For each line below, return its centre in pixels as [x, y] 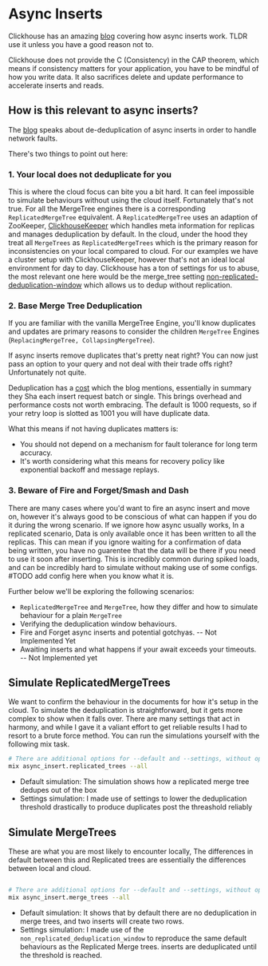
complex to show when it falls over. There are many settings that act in [124, 719]
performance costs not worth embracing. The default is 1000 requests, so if [133, 405]
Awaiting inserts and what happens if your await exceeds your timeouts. [138, 649]
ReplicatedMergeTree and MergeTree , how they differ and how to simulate [139, 607]
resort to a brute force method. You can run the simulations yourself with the [134, 736]
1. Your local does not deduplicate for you [90, 174]
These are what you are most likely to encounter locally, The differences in [131, 852]
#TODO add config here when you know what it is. [91, 576]
